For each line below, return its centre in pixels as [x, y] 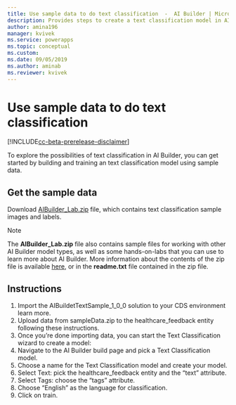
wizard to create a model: [54, 343]
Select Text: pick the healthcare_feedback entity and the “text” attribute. [122, 373]
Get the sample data [52, 192]
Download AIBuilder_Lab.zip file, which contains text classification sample [114, 210]
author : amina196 [33, 27]
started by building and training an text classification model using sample [113, 163]
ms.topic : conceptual [39, 46]
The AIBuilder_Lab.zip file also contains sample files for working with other [117, 244]
